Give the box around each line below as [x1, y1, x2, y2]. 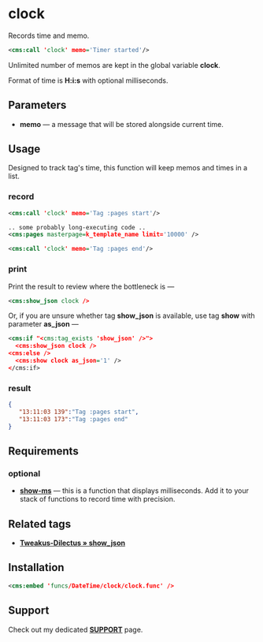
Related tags [8, 517, 72, 531]
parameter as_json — [8, 319, 79, 329]
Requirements [8, 444, 79, 457]
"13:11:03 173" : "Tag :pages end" [18, 415, 128, 423]
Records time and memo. [8, 31, 90, 40]
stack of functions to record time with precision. [19, 495, 176, 504]
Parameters [8, 99, 67, 112]
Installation [8, 561, 65, 574]
